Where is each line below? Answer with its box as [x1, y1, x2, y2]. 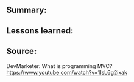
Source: [6, 46, 37, 56]
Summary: [6, 5, 47, 15]
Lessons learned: [6, 26, 74, 36]
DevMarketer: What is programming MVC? [6, 62, 113, 69]
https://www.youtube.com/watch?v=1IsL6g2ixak [6, 69, 128, 76]
